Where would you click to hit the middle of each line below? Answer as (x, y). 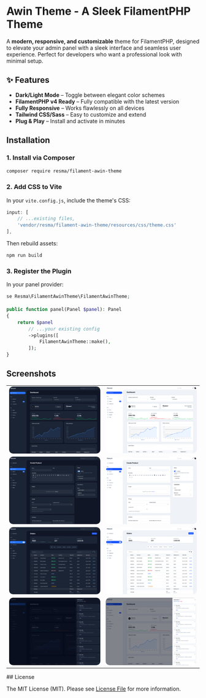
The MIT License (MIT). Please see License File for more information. (93, 689)
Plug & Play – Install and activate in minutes (70, 121)
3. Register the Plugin (39, 271)
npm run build (25, 256)
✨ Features (28, 80)
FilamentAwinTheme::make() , (75, 342)
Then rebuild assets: (32, 244)
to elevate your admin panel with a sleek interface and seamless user (94, 48)
